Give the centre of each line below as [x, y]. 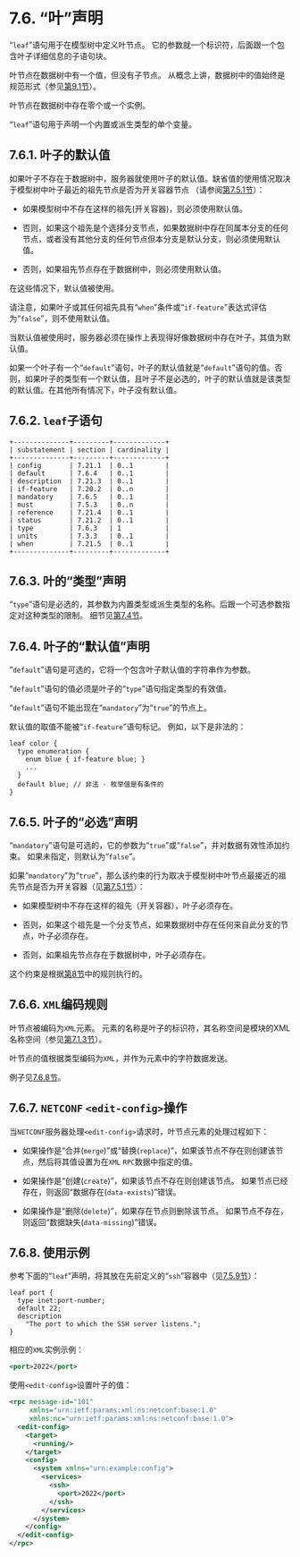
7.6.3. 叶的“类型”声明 [68, 581]
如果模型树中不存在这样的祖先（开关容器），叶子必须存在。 [130, 906]
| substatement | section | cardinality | [89, 450]
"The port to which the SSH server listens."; [113, 1324]
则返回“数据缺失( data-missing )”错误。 [92, 1221]
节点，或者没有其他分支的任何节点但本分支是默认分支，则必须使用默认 [151, 239]
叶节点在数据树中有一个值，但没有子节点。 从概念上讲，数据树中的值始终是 [147, 75]
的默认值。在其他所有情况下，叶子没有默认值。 [95, 389]
